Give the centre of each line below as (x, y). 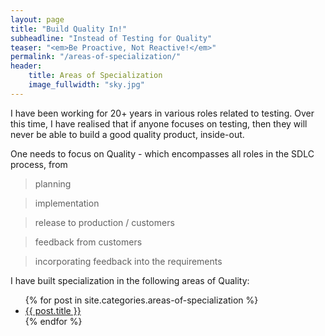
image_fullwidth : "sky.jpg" (86, 85)
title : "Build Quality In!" (69, 29)
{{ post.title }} (53, 310)
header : (26, 66)
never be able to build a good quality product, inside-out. (127, 134)
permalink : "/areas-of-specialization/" (96, 57)
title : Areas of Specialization (95, 76)
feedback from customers (88, 242)
